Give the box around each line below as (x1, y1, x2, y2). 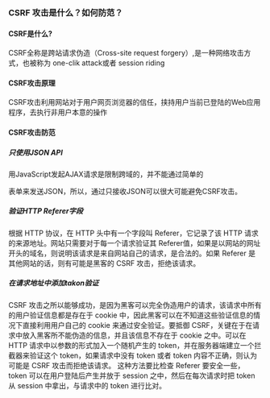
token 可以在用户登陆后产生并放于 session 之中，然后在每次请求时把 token (8, 371, 255, 380)
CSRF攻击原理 (8, 78, 56, 88)
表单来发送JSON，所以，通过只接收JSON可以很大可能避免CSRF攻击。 (8, 186, 242, 196)
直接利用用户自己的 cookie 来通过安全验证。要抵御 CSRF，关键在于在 (22, 320, 253, 330)
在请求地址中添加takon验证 (8, 278, 99, 288)
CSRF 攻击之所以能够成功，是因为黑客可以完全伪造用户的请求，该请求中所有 (8, 300, 262, 309)
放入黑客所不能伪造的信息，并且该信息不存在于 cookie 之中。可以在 (22, 330, 247, 340)
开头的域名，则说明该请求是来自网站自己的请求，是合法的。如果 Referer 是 (8, 248, 256, 258)
